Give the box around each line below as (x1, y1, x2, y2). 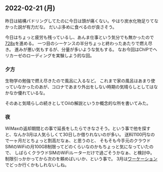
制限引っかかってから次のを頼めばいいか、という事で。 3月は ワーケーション (5, 156, 158, 162)
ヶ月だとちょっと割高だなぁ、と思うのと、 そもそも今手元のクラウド (13, 138, 151, 144)
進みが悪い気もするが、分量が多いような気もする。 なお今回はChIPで (14, 46, 153, 52)
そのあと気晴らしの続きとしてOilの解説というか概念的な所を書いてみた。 (5, 101, 151, 106)
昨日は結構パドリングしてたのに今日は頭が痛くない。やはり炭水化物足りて (5, 18, 154, 24)
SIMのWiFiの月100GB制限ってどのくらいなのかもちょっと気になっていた (5, 144, 149, 150)
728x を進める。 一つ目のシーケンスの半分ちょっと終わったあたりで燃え (5, 40, 148, 46)
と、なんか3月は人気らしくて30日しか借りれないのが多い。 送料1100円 (5, 132, 147, 138)
